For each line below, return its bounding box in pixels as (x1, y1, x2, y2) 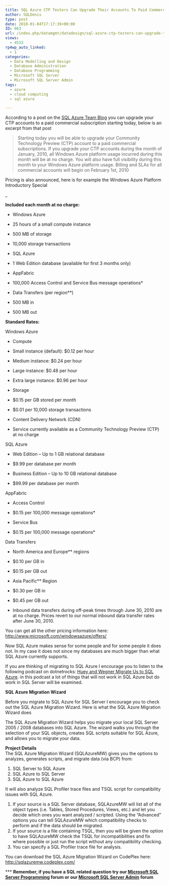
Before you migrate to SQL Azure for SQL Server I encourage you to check (5, 699, 160, 705)
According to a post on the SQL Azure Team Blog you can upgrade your (5, 114, 154, 121)
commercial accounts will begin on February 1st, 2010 (17, 167, 129, 173)
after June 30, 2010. (12, 618, 54, 624)
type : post (5, 17, 28, 22)
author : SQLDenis (5, 12, 42, 17)
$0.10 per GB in (12, 559, 44, 565)
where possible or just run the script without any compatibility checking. (12, 839, 162, 845)
